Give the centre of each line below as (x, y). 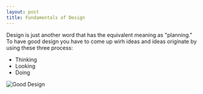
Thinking (26, 59)
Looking (25, 66)
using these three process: (40, 48)
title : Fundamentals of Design (46, 18)
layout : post (23, 12)
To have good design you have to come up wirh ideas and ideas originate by (101, 41)
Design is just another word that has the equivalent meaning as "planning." (99, 35)
